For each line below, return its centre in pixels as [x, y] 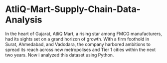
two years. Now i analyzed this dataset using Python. [60, 55]
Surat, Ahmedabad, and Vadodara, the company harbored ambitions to [78, 44]
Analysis [24, 20]
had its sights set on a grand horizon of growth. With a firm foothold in [77, 39]
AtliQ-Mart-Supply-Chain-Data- [73, 9]
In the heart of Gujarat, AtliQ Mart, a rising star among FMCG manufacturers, [83, 33]
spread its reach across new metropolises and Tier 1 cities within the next [81, 49]
